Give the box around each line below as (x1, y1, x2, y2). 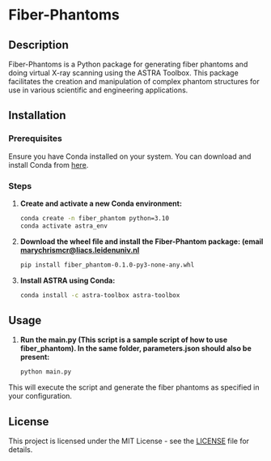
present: (19, 352, 50, 362)
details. (8, 444, 33, 455)
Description (8, 38, 69, 52)
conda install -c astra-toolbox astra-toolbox (19, 291, 180, 299)
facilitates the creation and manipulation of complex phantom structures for (8, 77, 260, 86)
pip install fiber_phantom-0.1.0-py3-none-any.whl (19, 261, 195, 269)
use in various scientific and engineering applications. (8, 85, 188, 95)
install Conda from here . (8, 160, 89, 169)
